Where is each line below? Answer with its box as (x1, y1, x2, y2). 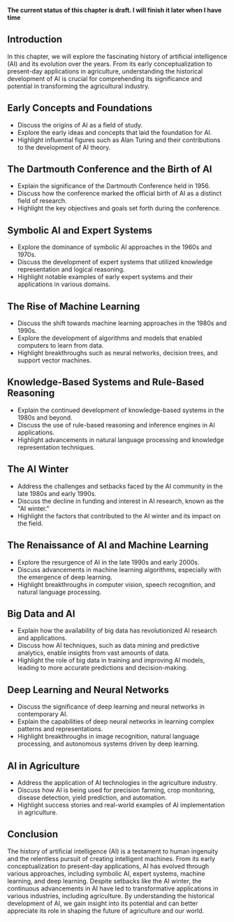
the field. (17, 519, 43, 527)
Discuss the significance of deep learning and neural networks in (17, 702, 205, 711)
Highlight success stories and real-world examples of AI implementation (17, 800, 225, 809)
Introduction (7, 34, 63, 45)
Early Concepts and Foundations (7, 102, 152, 114)
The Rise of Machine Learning (7, 300, 140, 312)
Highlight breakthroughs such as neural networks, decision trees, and (17, 349, 218, 357)
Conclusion (7, 828, 59, 840)
